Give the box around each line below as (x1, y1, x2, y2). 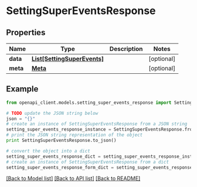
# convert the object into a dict (6, 148, 91, 154)
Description (109, 45, 143, 53)
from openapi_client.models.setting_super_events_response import (6, 100, 172, 106)
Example (6, 84, 39, 94)
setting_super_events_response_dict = (6, 154, 101, 159)
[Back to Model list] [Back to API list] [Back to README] (6, 175, 141, 182)
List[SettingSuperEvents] (31, 55, 104, 63)
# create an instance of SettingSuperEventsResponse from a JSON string (6, 121, 188, 127)
